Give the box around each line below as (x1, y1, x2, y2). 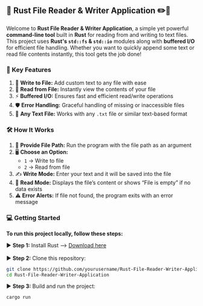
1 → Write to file (24, 157, 64, 164)
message (14, 198, 38, 206)
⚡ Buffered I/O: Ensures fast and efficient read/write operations (14, 93, 173, 100)
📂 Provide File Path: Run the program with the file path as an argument (14, 142, 192, 149)
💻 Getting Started (6, 214, 60, 223)
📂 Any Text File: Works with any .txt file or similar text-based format (14, 110, 187, 117)
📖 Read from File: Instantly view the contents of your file (14, 86, 156, 93)
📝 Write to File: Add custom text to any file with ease (14, 79, 147, 86)
